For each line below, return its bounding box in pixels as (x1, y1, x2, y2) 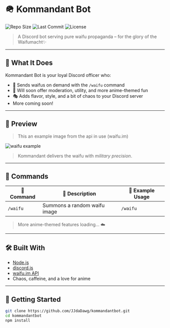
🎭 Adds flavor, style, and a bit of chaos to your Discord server (12, 93, 143, 99)
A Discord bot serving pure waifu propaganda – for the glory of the (17, 33, 157, 39)
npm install (5, 318, 30, 323)
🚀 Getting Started (5, 295, 61, 304)
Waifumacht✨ (17, 38, 47, 45)
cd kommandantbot (5, 313, 42, 318)
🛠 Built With (5, 243, 46, 252)
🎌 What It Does (5, 59, 53, 67)
